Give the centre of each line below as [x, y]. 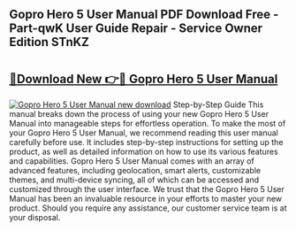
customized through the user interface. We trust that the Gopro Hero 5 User [147, 189]
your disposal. [35, 217]
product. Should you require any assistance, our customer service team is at [148, 208]
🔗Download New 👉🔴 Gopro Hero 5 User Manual [144, 79]
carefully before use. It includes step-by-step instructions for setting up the [146, 142]
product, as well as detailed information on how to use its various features [144, 151]
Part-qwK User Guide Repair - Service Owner [136, 29]
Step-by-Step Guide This [218, 104]
